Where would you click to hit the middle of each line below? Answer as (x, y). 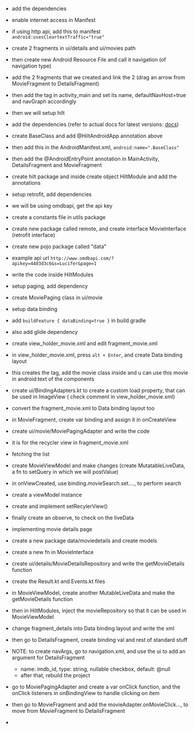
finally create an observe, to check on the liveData (73, 518)
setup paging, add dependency (50, 286)
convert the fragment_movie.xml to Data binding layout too (83, 408)
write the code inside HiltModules (52, 274)
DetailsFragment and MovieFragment (57, 165)
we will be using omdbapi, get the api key (62, 206)
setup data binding (34, 309)
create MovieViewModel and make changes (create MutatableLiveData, (98, 465)
